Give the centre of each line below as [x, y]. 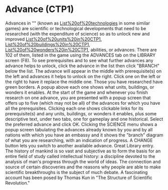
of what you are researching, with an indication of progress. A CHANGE [79, 140]
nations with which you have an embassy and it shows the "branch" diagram [84, 135]
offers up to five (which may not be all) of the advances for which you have [83, 103]
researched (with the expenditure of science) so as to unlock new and [77, 34]
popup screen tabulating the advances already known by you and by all [79, 129]
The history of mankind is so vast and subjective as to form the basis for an [83, 151]
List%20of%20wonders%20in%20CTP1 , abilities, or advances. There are [81, 50]
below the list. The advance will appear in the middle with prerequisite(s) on [83, 71]
